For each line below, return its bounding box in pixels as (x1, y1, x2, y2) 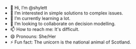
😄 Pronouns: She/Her (10, 33, 56, 39)
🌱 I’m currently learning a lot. (10, 15, 71, 21)
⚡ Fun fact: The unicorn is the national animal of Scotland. (10, 39, 131, 45)
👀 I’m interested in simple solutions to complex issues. (10, 10, 123, 16)
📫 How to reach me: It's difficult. (10, 26, 80, 32)
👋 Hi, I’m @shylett (10, 5, 47, 10)
